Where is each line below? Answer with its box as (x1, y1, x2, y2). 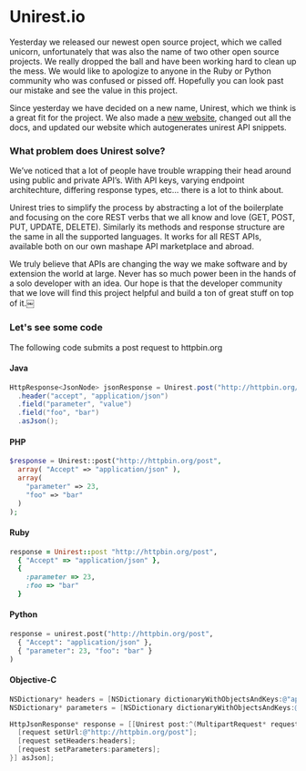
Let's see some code (9, 321, 103, 334)
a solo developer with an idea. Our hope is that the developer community (9, 278, 283, 289)
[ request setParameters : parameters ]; (17, 745, 161, 755)
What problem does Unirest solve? (9, 144, 166, 157)
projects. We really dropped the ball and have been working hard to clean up (9, 56, 297, 66)
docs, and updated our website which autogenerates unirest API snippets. (9, 121, 287, 133)
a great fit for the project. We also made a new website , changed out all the (9, 112, 291, 123)
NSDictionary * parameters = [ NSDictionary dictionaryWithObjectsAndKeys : (9, 703, 296, 712)
